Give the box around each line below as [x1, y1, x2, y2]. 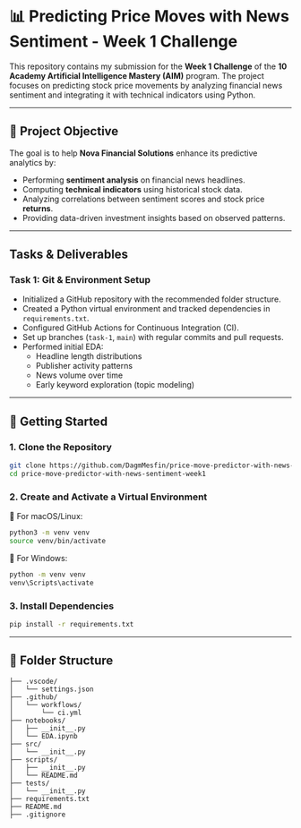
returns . [21, 202, 54, 214]
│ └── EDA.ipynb [9, 731, 78, 740]
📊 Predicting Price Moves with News [9, 6, 289, 27]
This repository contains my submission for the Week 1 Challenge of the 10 [9, 61, 288, 72]
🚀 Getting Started [9, 414, 108, 429]
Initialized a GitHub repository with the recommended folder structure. [21, 294, 282, 304]
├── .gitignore [9, 810, 66, 819]
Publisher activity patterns [35, 361, 133, 371]
